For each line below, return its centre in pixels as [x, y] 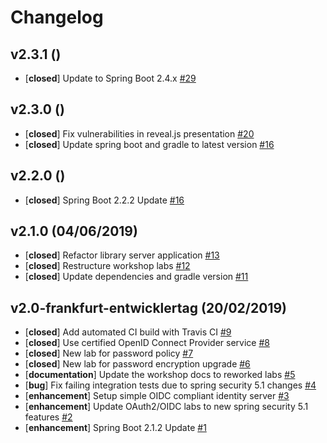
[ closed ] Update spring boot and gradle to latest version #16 [149, 144]
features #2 [48, 417]
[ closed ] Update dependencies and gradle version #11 [136, 277]
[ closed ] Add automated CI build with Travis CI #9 [128, 332]
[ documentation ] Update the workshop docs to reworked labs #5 [160, 375]
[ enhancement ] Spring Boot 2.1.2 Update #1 [115, 428]
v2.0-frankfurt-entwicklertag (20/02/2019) [148, 307]
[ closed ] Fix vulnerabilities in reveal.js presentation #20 [139, 133]
